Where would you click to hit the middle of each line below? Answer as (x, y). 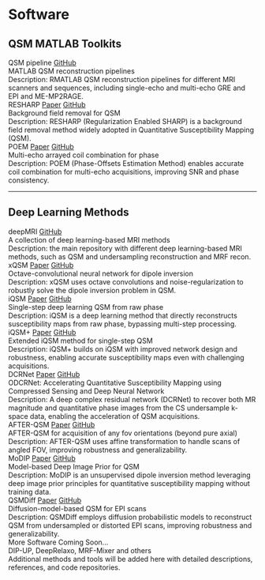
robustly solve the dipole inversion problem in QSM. (92, 290)
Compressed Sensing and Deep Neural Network (86, 391)
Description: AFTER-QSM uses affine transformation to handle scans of (124, 441)
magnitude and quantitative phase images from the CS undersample (119, 408)
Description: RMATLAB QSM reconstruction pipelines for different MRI (122, 79)
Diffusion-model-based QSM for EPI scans (78, 508)
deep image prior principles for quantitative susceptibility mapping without (129, 483)
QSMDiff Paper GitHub (45, 500)
